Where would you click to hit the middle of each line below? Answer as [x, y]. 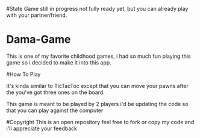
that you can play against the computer [55, 110]
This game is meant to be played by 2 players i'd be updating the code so [97, 104]
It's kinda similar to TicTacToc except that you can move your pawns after [97, 86]
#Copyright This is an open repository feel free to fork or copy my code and [100, 122]
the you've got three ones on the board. [56, 92]
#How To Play [23, 74]
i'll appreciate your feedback [42, 128]
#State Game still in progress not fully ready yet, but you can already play [97, 9]
